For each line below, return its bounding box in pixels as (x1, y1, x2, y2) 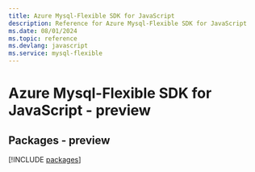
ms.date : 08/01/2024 (8, 27, 78, 35)
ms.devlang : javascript (8, 42, 89, 50)
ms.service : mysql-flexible (8, 49, 103, 57)
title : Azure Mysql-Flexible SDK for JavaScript (8, 11, 175, 20)
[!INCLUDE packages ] (8, 155, 82, 164)
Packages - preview (8, 133, 111, 147)
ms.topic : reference (8, 34, 78, 43)
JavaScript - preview (8, 102, 152, 120)
